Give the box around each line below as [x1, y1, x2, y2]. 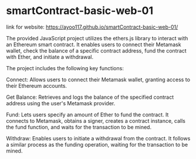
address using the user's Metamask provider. [6, 99, 116, 106]
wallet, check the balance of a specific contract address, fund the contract [6, 47, 187, 54]
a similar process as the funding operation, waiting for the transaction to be [6, 141, 188, 148]
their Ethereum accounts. [6, 82, 67, 89]
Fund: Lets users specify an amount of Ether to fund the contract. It [6, 111, 169, 118]
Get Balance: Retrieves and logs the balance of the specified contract [6, 94, 174, 101]
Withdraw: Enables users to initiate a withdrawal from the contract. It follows [6, 134, 191, 141]
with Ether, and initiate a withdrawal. [6, 53, 94, 60]
